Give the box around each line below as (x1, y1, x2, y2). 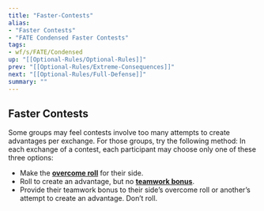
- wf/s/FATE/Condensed (8, 48, 83, 56)
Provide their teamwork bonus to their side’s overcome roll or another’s (19, 185, 251, 194)
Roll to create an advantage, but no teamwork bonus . (19, 177, 195, 187)
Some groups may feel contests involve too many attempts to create (8, 128, 231, 138)
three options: (8, 153, 54, 163)
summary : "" (8, 77, 47, 85)
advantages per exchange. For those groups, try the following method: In (8, 136, 247, 146)
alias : (8, 19, 30, 27)
